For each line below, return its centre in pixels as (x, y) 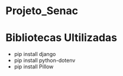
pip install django (35, 54)
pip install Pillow (34, 67)
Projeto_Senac (42, 11)
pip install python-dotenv (45, 61)
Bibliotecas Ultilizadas (61, 38)
